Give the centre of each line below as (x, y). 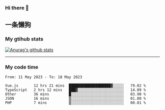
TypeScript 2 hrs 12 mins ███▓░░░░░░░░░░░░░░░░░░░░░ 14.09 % (76, 90)
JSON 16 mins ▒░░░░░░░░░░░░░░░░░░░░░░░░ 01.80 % (76, 98)
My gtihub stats (24, 39)
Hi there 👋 (17, 8)
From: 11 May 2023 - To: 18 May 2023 (44, 77)
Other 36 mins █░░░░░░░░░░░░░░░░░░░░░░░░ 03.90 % (76, 94)
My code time (22, 67)
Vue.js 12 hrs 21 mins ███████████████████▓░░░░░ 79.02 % (76, 86)
